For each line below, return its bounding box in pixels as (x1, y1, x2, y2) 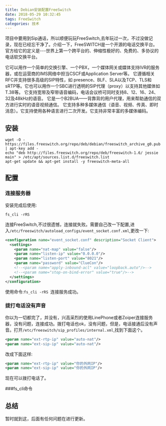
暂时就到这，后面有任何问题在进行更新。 (5, 416, 88, 422)
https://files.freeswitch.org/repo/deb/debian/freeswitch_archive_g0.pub (5, 142, 161, 147)
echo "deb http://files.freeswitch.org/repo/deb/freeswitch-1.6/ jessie (5, 150, 159, 155)
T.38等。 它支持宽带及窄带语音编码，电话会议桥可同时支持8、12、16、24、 (5, 89, 159, 95)
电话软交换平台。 (5, 54, 40, 60)
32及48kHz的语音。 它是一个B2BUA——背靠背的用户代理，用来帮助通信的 (5, 95, 157, 102)
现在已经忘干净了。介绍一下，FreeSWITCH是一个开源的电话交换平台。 (13, 42, 158, 48)
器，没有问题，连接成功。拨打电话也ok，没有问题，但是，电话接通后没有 (5, 321, 154, 327)
